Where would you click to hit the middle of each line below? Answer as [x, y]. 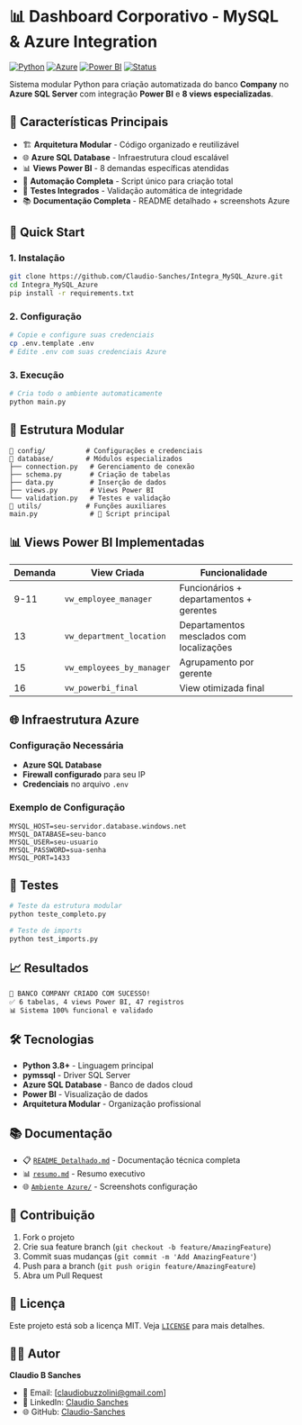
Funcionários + [211, 587]
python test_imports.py [54, 939]
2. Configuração [46, 316]
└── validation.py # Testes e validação [90, 498]
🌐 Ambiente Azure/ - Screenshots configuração [110, 1187]
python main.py [38, 402]
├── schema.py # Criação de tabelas [90, 474]
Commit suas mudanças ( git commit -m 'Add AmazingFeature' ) [139, 1256]
